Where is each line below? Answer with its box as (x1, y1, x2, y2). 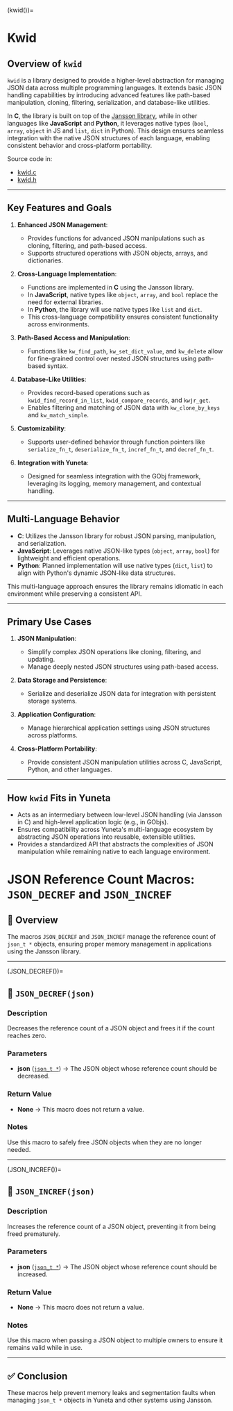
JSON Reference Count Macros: (7, 871, 196, 887)
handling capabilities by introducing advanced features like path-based (7, 91, 211, 99)
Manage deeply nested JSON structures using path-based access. (27, 662, 218, 671)
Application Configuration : (17, 710, 96, 719)
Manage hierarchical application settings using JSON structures (27, 724, 210, 732)
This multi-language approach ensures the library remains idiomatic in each (7, 582, 223, 590)
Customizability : (17, 424, 67, 433)
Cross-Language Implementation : (17, 269, 117, 278)
